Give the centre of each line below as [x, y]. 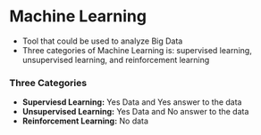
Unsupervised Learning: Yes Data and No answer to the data [135, 112]
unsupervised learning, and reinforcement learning [116, 60]
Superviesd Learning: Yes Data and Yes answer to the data [132, 102]
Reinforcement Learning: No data [85, 121]
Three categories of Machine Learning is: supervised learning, [137, 50]
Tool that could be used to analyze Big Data [102, 41]
